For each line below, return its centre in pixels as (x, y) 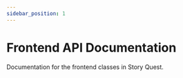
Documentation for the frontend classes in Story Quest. (85, 67)
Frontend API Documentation (91, 47)
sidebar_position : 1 (36, 13)
